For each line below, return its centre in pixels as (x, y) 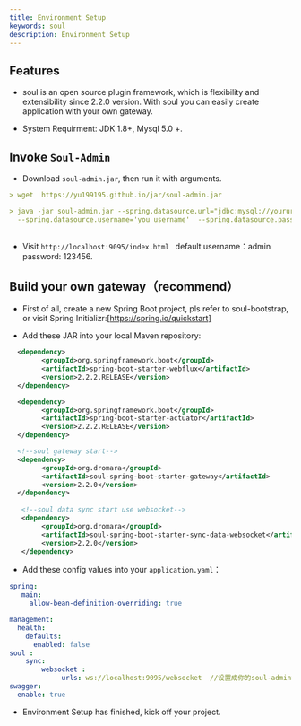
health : (32, 628)
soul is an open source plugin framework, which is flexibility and (141, 92)
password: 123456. (57, 256)
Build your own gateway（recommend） (124, 287)
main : (31, 595)
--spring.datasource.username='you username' (104, 219)
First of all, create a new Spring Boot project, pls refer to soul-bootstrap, (155, 309)
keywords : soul (38, 26)
